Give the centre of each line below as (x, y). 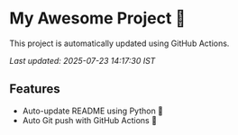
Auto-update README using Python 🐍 (93, 111)
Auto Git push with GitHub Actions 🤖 (90, 120)
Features (35, 89)
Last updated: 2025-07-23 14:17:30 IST (82, 60)
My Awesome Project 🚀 (98, 18)
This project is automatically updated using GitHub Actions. (119, 43)
